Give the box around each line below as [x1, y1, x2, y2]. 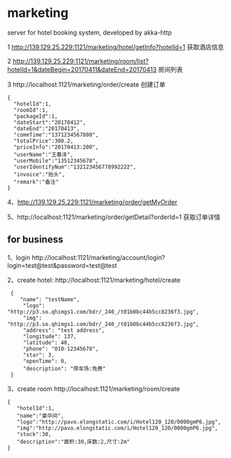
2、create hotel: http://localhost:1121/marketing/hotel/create [7, 276, 181, 284]
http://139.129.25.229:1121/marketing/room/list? [13, 56, 149, 65]
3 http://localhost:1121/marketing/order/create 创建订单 [7, 80, 166, 89]
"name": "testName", [20, 296, 80, 303]
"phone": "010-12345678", [22, 345, 99, 352]
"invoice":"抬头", [13, 171, 65, 178]
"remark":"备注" [13, 178, 59, 185]
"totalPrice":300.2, [13, 137, 74, 144]
